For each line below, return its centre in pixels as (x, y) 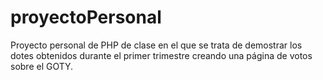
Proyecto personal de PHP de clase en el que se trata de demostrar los (156, 45)
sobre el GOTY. (42, 66)
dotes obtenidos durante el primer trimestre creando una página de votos (161, 55)
